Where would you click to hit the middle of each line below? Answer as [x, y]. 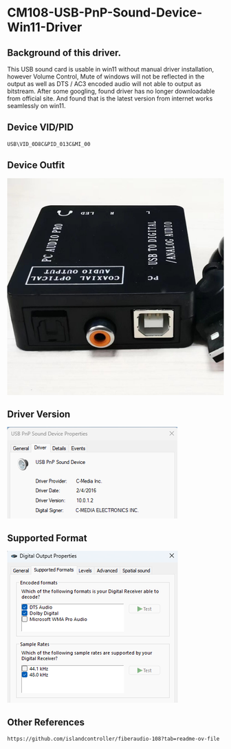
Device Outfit [36, 166]
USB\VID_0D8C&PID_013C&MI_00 [49, 144]
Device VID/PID [41, 128]
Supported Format [47, 538]
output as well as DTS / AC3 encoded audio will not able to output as [104, 84]
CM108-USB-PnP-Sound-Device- [105, 13]
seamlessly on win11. [37, 106]
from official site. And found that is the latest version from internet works [110, 98]
